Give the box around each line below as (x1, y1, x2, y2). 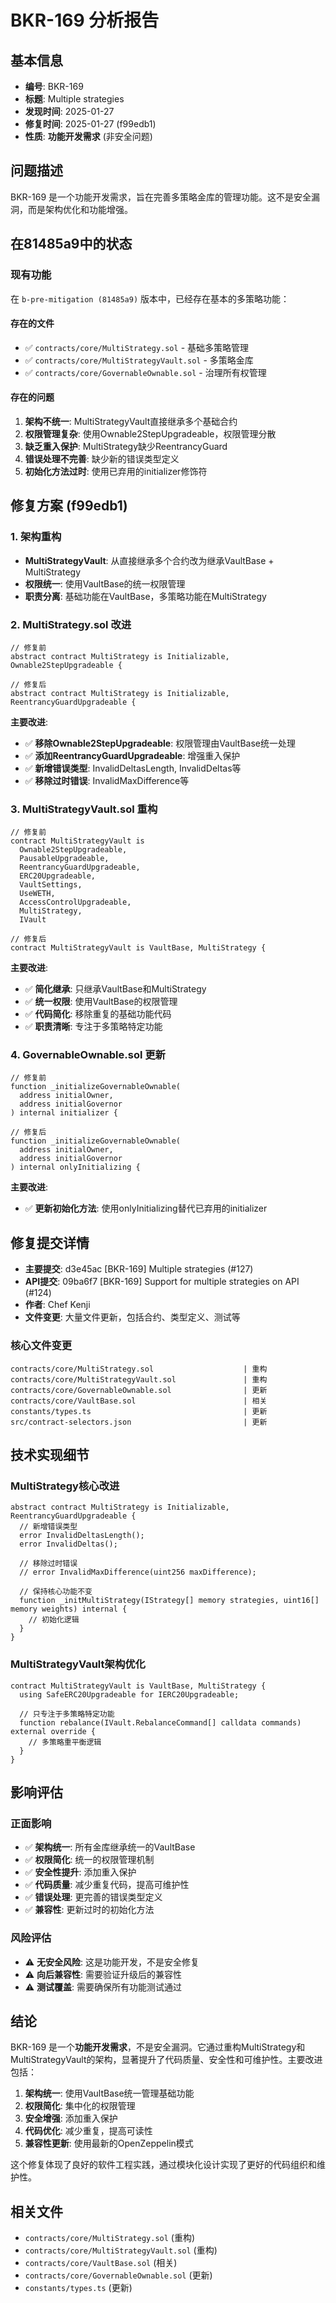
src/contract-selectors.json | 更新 (10, 1417, 268, 1427)
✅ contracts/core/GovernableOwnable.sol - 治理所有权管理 (24, 366, 267, 378)
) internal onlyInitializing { (10, 1162, 141, 1173)
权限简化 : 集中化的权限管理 (24, 2100, 136, 2112)
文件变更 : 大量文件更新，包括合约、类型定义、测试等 (24, 1311, 241, 1323)
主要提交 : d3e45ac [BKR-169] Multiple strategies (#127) (24, 1263, 254, 1275)
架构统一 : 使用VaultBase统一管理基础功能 (24, 2087, 195, 2100)
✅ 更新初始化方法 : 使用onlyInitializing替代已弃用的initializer (24, 1202, 268, 1215)
